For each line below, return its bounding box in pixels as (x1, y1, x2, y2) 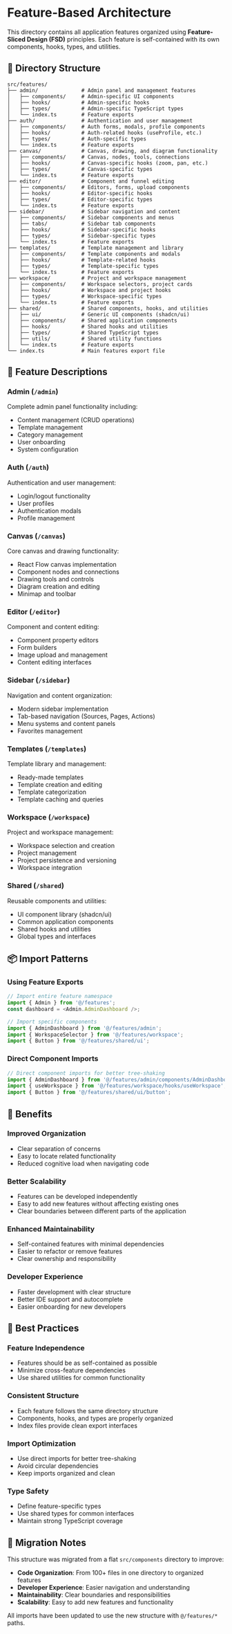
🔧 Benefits (7, 1108, 53, 1120)
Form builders (17, 644, 57, 652)
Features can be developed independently (17, 1192, 138, 1201)
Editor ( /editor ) (7, 607, 61, 617)
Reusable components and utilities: (7, 896, 107, 905)
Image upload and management (17, 651, 108, 659)
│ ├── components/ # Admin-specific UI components (7, 93, 175, 100)
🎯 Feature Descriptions (7, 366, 108, 378)
